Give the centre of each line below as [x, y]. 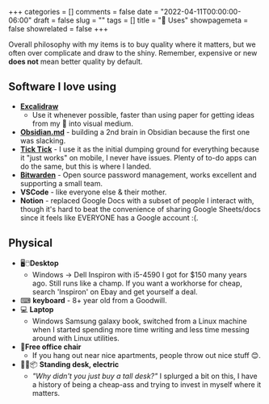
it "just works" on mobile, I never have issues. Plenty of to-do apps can [138, 157]
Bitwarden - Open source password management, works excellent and [138, 175]
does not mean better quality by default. [76, 61]
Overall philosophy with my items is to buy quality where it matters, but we [132, 44]
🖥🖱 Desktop [39, 263]
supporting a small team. [61, 183]
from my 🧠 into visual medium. [82, 123]
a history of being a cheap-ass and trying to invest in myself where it [147, 384]
